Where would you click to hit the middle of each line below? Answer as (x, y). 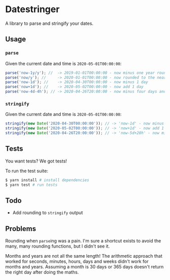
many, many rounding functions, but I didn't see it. (58, 246)
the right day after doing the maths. (42, 272)
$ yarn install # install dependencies (47, 180)
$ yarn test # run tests (31, 185)
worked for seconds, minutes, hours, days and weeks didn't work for (77, 261)
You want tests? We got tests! (36, 161)
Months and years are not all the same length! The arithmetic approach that (84, 256)
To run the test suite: (27, 171)
